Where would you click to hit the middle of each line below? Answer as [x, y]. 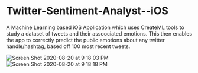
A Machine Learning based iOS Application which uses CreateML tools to [95, 27]
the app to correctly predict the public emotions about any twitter [86, 40]
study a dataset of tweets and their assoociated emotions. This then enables [99, 33]
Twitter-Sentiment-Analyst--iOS [87, 11]
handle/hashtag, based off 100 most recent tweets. [68, 46]
